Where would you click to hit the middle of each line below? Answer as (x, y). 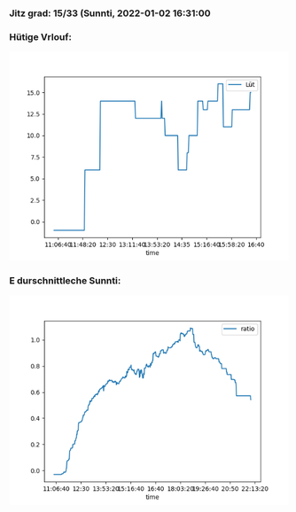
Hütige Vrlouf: (41, 36)
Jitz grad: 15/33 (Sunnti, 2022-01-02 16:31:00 (110, 13)
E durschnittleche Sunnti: (65, 281)
